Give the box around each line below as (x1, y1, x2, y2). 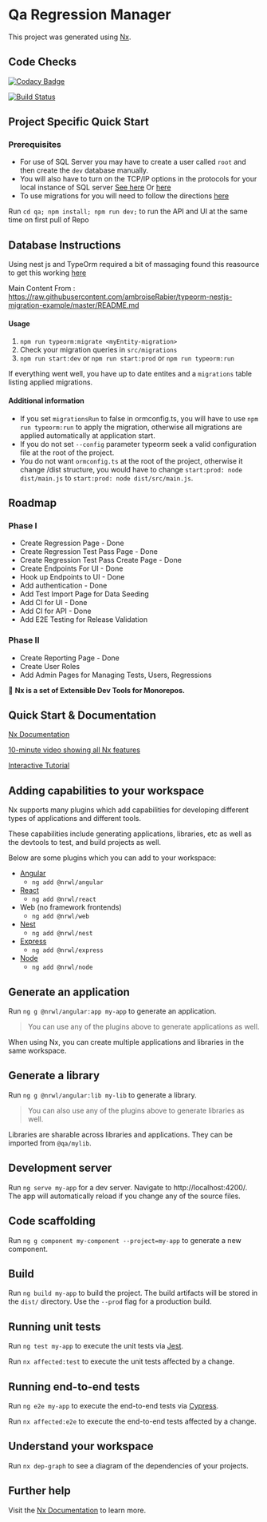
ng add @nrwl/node (31, 963, 93, 972)
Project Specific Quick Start (8, 115, 149, 129)
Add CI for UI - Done (19, 598, 88, 608)
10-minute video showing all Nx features (8, 745, 141, 755)
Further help (8, 1484, 72, 1498)
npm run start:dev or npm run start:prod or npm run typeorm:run (19, 353, 235, 363)
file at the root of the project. (19, 448, 115, 457)
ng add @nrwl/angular (31, 879, 104, 887)
